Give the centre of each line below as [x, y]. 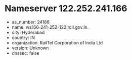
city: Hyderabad [28, 32]
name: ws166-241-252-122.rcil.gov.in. [50, 27]
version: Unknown [30, 48]
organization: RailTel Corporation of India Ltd [57, 42]
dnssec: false [25, 53]
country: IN [23, 38]
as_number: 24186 [31, 22]
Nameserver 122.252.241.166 [66, 9]
